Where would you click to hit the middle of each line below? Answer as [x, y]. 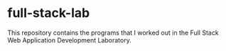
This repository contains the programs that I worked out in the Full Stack [113, 33]
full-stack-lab [49, 13]
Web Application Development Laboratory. [69, 40]
